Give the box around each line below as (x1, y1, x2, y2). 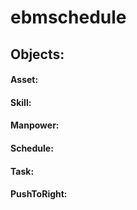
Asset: (10, 74, 39, 86)
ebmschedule (10, 6, 127, 29)
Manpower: (10, 119, 60, 131)
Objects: (10, 46, 65, 63)
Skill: (10, 96, 32, 108)
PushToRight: (10, 188, 68, 200)
